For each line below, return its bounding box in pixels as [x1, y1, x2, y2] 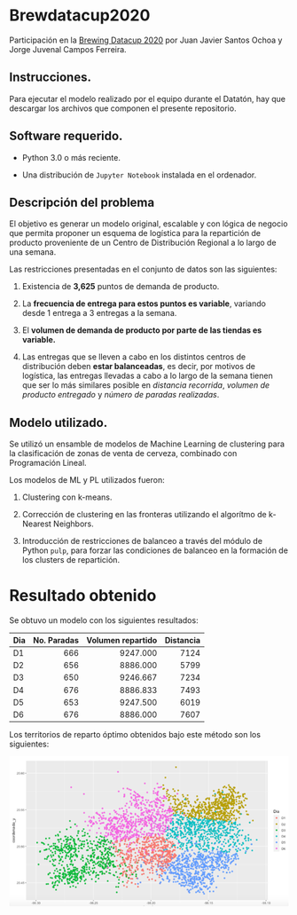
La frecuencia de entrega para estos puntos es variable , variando [21, 298, 266, 309]
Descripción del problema [9, 194, 155, 209]
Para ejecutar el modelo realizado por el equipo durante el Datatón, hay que [9, 93, 286, 104]
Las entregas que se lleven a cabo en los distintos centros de [21, 351, 246, 362]
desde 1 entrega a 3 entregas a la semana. [21, 308, 177, 319]
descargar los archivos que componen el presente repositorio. [9, 103, 237, 114]
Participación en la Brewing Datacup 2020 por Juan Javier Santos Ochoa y [9, 35, 283, 45]
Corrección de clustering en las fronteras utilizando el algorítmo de [21, 509, 268, 520]
